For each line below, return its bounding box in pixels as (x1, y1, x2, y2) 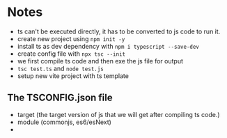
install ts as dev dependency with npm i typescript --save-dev (17, 42, 200, 50)
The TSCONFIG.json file (7, 92, 113, 104)
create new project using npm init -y (17, 34, 125, 43)
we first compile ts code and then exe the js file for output (17, 56, 183, 65)
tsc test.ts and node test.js (17, 64, 104, 72)
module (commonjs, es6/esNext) (17, 118, 111, 126)
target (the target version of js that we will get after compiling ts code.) (17, 110, 221, 118)
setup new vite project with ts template (17, 71, 129, 80)
